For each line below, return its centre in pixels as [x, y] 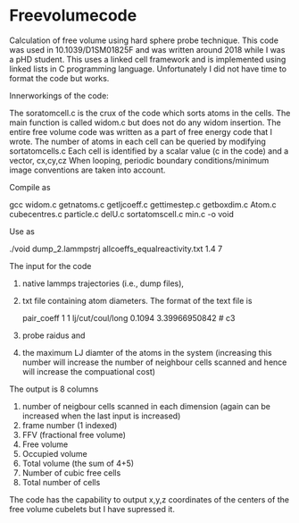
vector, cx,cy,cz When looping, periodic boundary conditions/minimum [139, 160]
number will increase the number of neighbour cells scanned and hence [154, 362]
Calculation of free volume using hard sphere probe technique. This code [144, 40]
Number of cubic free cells [71, 472]
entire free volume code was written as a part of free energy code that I [141, 131]
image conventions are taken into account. [87, 170]
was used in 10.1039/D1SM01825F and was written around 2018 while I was [147, 49]
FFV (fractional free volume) [74, 434]
